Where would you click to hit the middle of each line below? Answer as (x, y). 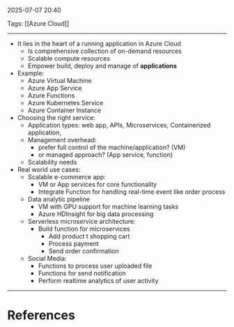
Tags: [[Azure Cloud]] (38, 23)
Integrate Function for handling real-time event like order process (132, 192)
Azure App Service (55, 88)
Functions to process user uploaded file (95, 266)
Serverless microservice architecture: (81, 221)
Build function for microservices (84, 229)
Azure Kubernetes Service (65, 103)
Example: (31, 73)
